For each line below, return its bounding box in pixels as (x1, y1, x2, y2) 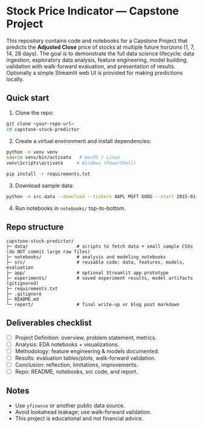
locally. (6, 75, 24, 83)
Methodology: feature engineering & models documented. (14, 347, 159, 354)
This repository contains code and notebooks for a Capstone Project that (6, 37, 188, 44)
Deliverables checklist (6, 318, 92, 328)
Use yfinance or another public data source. (14, 401, 125, 409)
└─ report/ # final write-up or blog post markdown (6, 301, 180, 307)
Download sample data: (14, 182, 74, 189)
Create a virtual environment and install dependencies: (14, 137, 152, 144)
